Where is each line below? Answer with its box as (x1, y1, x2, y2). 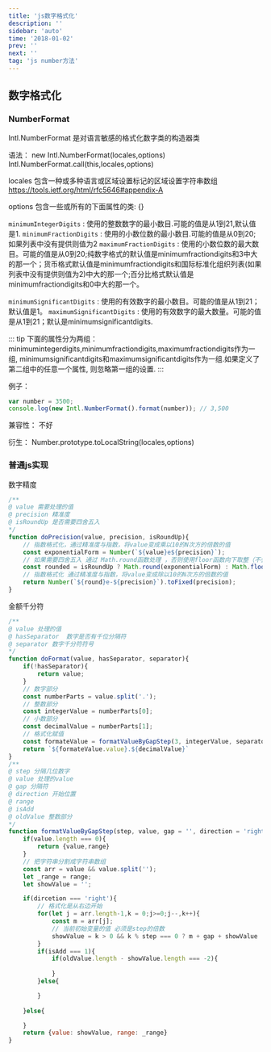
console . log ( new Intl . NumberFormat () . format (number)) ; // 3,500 (8, 404, 229, 413)
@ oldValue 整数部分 (8, 812, 73, 820)
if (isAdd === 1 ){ (37, 947, 95, 955)
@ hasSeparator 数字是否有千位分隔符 (8, 632, 127, 640)
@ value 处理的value (8, 775, 74, 783)
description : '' (8, 19, 63, 27)
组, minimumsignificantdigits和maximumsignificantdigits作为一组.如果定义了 (8, 354, 261, 363)
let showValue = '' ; (23, 880, 92, 888)
